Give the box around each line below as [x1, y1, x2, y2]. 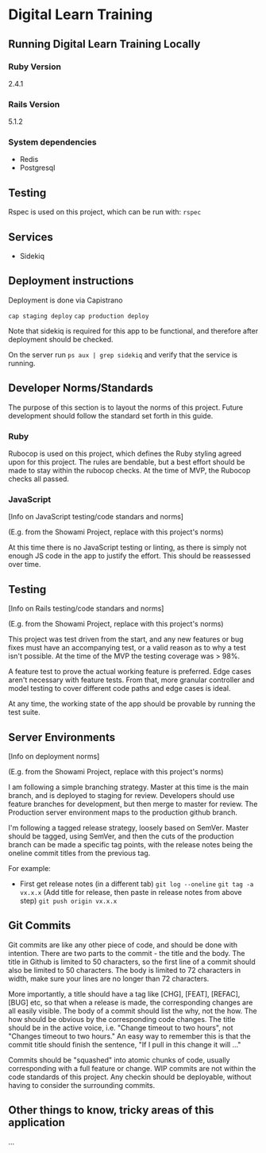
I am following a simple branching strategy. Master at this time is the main [8, 782, 249, 792]
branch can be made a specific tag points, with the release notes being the [8, 839, 253, 849]
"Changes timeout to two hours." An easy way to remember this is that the [8, 1031, 252, 1041]
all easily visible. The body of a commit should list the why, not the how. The [8, 1006, 257, 1016]
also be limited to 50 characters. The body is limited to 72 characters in [8, 965, 241, 974]
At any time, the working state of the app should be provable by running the [8, 699, 256, 708]
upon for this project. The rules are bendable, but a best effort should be [8, 457, 245, 467]
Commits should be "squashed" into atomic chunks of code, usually [8, 1055, 230, 1065]
